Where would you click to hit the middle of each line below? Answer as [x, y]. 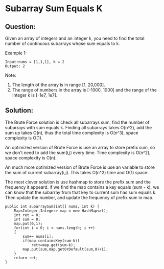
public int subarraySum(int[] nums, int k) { [52, 206]
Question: [21, 27]
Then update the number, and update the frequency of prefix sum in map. [79, 197]
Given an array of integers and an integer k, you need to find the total [75, 38]
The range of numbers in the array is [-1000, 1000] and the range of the [84, 90]
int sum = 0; [27, 219]
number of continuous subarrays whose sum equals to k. [62, 44]
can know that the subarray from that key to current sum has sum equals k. [81, 192]
